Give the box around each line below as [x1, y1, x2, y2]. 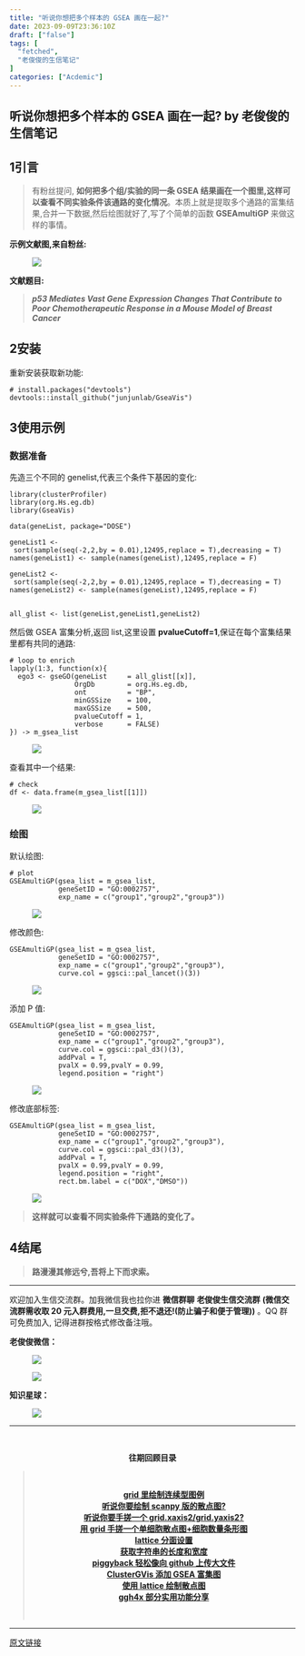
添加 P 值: [9, 1003, 45, 1014]
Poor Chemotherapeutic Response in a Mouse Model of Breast [31, 302, 272, 314]
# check [9, 780, 39, 790]
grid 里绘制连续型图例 [123, 1489, 205, 1499]
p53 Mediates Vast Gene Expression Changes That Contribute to [31, 293, 283, 304]
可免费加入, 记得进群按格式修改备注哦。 [9, 1317, 157, 1328]
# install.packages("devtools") [9, 385, 132, 394]
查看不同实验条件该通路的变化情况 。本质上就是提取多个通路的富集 [39, 197, 287, 207]
